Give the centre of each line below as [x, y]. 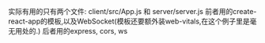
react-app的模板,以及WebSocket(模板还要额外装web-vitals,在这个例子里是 [129, 21]
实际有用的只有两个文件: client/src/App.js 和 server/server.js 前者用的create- [132, 11]
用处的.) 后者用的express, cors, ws [71, 31]
